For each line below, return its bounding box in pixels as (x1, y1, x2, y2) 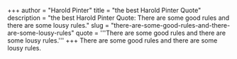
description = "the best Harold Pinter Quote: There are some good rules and (7, 14, 230, 22)
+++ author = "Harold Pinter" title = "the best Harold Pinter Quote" (7, 6, 202, 14)
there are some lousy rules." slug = (7, 21, 110, 29)
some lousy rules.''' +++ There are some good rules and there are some (7, 36, 218, 45)
